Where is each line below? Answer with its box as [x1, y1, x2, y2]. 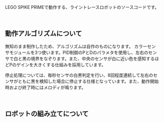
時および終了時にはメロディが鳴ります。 [5, 84, 86, 90]
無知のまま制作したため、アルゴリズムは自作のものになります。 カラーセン [5, 43, 156, 49]
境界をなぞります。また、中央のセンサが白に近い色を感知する [30, 55, 155, 61]
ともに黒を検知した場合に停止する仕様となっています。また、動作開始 [18, 78, 159, 84]
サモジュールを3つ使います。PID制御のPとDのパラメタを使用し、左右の [5, 49, 148, 55]
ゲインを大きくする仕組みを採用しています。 [16, 62, 106, 68]
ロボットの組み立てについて [5, 110, 89, 118]
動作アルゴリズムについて [5, 29, 82, 38]
